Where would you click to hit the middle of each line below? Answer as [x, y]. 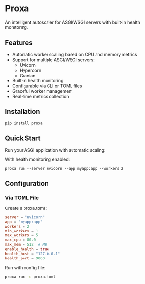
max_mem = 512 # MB [26, 245]
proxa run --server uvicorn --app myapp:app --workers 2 [64, 169]
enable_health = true [27, 249]
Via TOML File [22, 198]
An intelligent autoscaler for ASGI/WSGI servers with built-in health [73, 22]
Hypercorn [30, 70]
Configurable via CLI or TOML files [47, 86]
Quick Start [23, 138]
